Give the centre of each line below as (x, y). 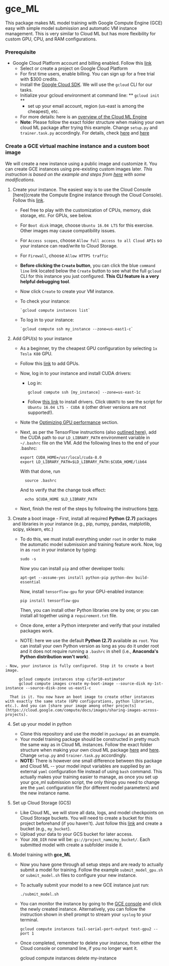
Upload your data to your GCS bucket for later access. (76, 834)
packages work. (37, 631)
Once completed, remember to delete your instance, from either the (91, 943)
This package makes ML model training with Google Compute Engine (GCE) (84, 23)
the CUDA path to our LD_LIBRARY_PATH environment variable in (85, 437)
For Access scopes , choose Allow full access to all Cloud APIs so (91, 240)
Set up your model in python (42, 724)
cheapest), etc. (43, 111)
